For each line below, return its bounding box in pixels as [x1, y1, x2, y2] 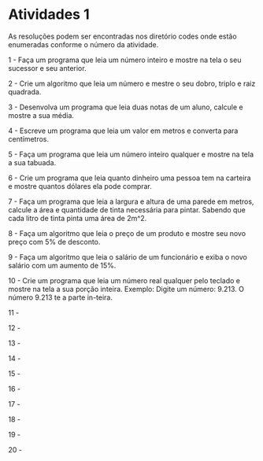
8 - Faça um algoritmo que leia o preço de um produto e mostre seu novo [8, 228, 246, 238]
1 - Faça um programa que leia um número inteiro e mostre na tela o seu [8, 55, 242, 65]
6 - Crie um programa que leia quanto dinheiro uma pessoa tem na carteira [8, 173, 251, 183]
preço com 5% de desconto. [8, 237, 101, 246]
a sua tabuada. [8, 157, 57, 167]
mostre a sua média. [8, 110, 75, 120]
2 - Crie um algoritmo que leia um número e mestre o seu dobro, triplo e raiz [8, 79, 256, 88]
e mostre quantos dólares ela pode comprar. [8, 181, 152, 190]
